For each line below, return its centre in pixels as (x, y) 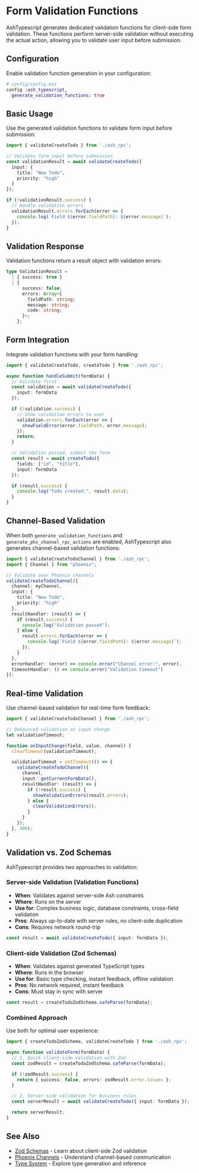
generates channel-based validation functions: (63, 548)
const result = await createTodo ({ (56, 459)
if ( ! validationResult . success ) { (49, 200)
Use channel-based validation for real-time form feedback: (78, 708)
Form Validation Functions (72, 11)
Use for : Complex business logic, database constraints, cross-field (97, 908)
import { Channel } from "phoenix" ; (51, 564)
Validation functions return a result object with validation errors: (84, 261)
